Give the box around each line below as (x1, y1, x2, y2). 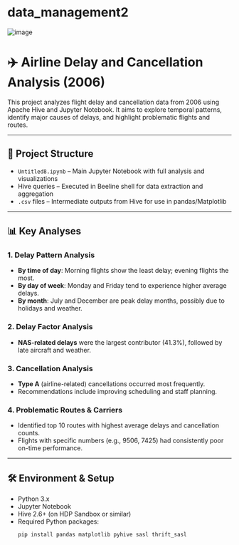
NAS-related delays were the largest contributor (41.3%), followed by (17, 338, 223, 346)
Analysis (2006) (7, 74, 105, 90)
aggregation (17, 190, 54, 198)
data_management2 (7, 4, 129, 21)
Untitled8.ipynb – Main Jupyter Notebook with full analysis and (17, 167, 205, 175)
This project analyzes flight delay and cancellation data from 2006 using (7, 98, 220, 106)
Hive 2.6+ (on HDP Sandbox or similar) (17, 510, 132, 519)
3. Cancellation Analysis (7, 363, 94, 373)
